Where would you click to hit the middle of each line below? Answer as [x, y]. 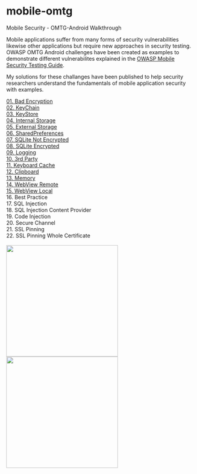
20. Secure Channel [31, 223]
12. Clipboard [23, 171]
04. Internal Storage [31, 120]
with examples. [25, 89]
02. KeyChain [23, 107]
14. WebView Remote [32, 184]
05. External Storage [32, 126]
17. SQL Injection [27, 204]
